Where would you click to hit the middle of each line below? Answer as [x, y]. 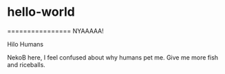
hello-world [41, 12]
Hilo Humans [25, 44]
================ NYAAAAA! [56, 31]
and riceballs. [26, 64]
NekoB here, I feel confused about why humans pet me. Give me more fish [113, 57]
